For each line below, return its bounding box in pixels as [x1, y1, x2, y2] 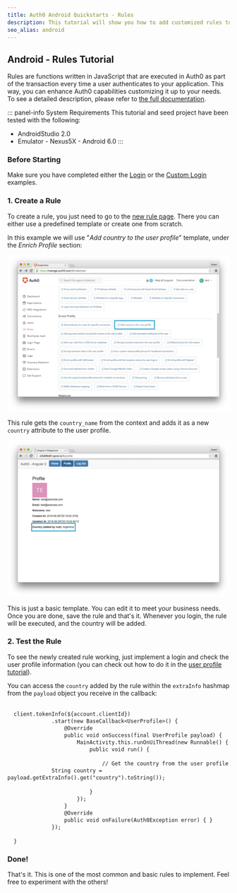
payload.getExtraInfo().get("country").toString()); [7, 774, 166, 781]
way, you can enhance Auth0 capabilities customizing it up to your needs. [7, 87, 222, 95]
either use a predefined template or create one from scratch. [7, 219, 183, 228]
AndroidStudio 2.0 [17, 129, 71, 138]
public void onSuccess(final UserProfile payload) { [63, 732, 222, 739]
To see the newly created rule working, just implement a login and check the [7, 653, 229, 661]
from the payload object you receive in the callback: [7, 689, 157, 697]
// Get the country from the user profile [102, 760, 229, 767]
